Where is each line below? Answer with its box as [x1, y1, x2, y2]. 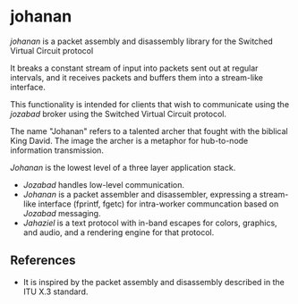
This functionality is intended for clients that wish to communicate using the [10, 98, 290, 109]
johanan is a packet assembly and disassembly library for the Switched [10, 36, 274, 46]
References [10, 253, 76, 268]
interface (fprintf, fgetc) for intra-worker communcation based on [38, 198, 279, 209]
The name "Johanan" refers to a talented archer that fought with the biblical [10, 125, 289, 136]
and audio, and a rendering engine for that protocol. [22, 226, 215, 238]
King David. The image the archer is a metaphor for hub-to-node [10, 135, 249, 146]
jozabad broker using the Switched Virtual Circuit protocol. [10, 108, 227, 119]
